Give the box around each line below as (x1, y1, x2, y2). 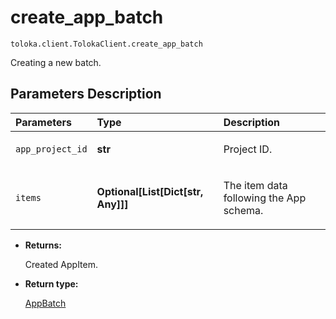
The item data (223, 178, 288, 192)
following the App (223, 191, 307, 205)
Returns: (24, 239, 63, 251)
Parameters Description (10, 86, 162, 103)
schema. (223, 203, 264, 217)
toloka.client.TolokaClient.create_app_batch (10, 39, 203, 49)
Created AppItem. (24, 258, 99, 270)
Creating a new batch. (10, 56, 102, 68)
